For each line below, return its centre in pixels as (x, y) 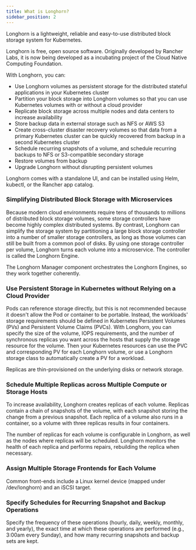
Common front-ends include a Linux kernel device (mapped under (86, 481)
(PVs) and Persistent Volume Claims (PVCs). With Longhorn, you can (89, 327)
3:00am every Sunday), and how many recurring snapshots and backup (93, 535)
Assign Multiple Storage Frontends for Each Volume (81, 468)
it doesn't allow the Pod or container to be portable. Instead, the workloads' (97, 315)
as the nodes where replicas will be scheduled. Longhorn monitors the (91, 441)
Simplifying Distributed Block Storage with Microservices (89, 199)
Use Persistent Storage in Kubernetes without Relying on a (91, 288)
